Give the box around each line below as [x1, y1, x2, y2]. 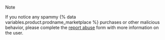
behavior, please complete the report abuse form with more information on [5, 24, 159, 30]
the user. [5, 30, 23, 35]
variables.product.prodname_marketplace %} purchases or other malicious [5, 19, 160, 25]
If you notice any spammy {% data [5, 14, 76, 19]
